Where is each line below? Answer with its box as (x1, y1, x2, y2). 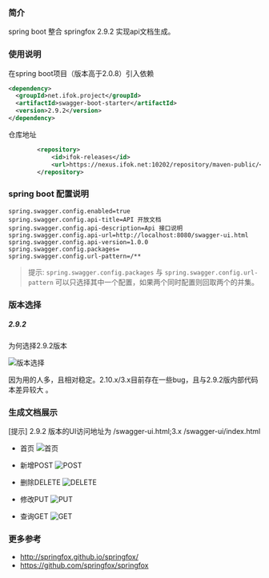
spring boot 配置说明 (8, 188, 90, 199)
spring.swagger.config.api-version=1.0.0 (8, 238, 149, 246)
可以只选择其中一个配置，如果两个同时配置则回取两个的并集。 (54, 277, 259, 287)
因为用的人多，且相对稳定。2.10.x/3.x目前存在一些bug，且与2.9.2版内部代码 (8, 375, 259, 384)
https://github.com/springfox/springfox (19, 560, 150, 570)
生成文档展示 (8, 407, 58, 418)
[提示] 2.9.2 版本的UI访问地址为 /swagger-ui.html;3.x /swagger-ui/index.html (8, 426, 261, 436)
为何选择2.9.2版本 (8, 340, 68, 350)
